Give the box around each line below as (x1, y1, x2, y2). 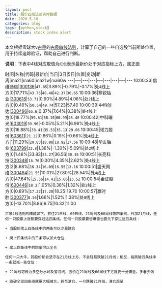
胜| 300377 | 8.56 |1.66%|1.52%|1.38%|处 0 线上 (5, 194, 95, 200)
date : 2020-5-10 (5, 16, 38, 21)
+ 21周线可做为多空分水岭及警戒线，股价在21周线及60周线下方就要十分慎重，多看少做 (5, 269, 155, 274)
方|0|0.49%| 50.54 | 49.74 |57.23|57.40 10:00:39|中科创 (5, 102, 112, 108)
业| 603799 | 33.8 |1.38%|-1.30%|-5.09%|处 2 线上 (5, 145, 100, 151)
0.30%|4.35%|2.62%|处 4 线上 (41, 158, 101, 163)
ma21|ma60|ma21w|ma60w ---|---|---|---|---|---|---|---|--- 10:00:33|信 (10, 77, 157, 83)
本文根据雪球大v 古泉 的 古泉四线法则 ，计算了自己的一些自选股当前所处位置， (5, 44, 158, 50)
